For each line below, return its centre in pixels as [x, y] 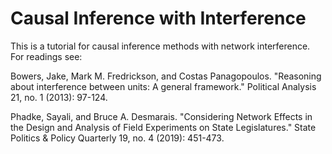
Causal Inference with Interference [158, 18]
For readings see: [46, 56]
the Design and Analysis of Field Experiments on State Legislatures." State [163, 127]
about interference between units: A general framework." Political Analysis [163, 86]
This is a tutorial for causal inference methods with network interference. [160, 46]
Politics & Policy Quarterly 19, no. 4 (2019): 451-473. [117, 138]
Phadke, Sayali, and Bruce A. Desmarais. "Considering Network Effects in [161, 116]
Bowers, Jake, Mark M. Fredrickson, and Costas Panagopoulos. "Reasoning [166, 76]
